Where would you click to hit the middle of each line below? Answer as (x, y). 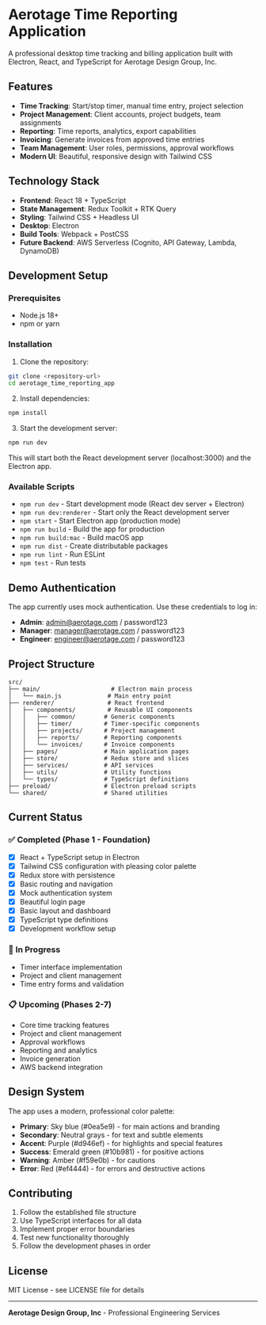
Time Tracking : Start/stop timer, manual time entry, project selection (131, 105)
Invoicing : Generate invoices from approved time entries (112, 139)
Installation (30, 345)
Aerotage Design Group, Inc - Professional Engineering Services (114, 1313)
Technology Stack (54, 181)
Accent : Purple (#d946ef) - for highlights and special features (121, 1143)
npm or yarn (40, 324)
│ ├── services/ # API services (81, 765)
